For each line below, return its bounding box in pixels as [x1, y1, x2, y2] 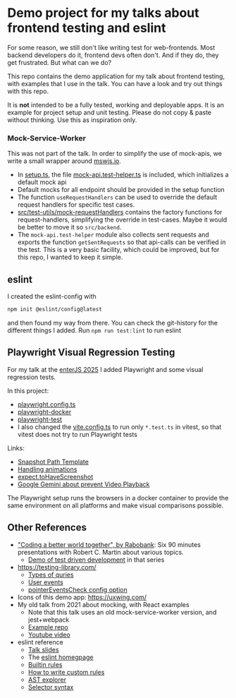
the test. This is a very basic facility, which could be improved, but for [17, 246, 220, 254]
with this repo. [7, 87, 49, 95]
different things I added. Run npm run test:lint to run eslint [7, 326, 182, 335]
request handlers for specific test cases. [17, 200, 135, 209]
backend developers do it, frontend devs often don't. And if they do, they [7, 51, 219, 59]
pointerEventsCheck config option [27, 585, 128, 594]
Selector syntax [27, 682, 74, 691]
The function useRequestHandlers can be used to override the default [17, 193, 218, 202]
